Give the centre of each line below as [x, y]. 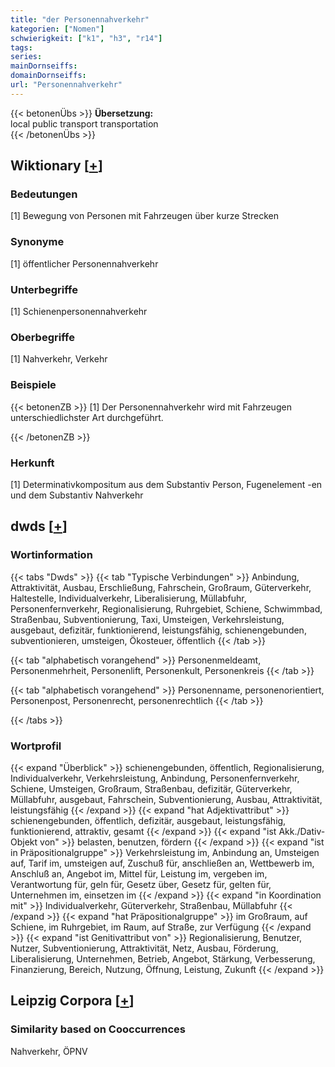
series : [26, 57]
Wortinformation [51, 555]
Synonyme [37, 242]
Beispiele [33, 385]
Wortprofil [36, 746]
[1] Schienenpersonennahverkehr [79, 312]
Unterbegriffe [44, 289]
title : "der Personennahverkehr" [80, 19]
